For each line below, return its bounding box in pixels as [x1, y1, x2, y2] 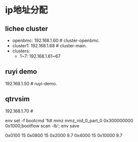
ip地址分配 [5, 4, 48, 16]
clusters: [12, 48, 31, 54]
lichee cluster [5, 24, 48, 33]
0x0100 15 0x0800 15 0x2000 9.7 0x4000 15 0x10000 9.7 [5, 132, 123, 138]
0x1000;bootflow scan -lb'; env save [5, 123, 80, 129]
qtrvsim [5, 95, 30, 104]
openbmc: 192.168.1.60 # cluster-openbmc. [12, 37, 100, 43]
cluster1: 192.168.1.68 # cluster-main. [12, 43, 87, 48]
